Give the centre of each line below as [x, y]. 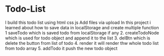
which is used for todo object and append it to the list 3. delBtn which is [78, 38]
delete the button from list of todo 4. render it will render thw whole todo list [82, 43]
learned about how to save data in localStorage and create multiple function [82, 27]
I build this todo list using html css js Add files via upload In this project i [78, 22]
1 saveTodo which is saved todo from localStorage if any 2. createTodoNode [82, 33]
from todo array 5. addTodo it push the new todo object [61, 48]
